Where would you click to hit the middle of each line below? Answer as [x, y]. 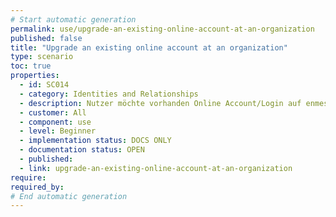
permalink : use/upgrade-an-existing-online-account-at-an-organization [162, 29]
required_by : [37, 187]
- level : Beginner [58, 131]
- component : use [55, 122]
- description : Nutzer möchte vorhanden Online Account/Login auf [160, 103]
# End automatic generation [69, 196]
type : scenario [42, 57]
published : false [46, 38]
